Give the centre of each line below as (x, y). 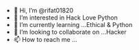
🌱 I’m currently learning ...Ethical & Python (73, 25)
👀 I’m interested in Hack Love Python (65, 18)
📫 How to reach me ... (45, 40)
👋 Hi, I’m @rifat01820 (43, 10)
